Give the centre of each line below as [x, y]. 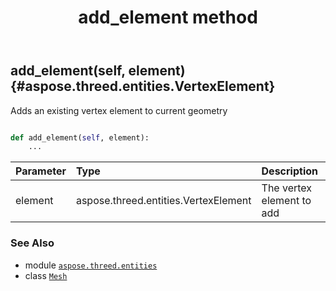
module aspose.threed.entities [91, 265]
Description [289, 171]
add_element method [168, 17]
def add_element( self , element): [80, 137]
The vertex [287, 188]
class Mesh [46, 275]
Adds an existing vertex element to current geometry [119, 110]
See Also [32, 243]
